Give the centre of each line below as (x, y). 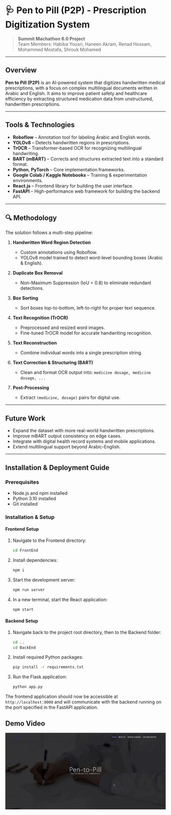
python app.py (27, 687)
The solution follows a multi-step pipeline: (49, 233)
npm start (23, 609)
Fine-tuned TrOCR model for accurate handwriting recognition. (86, 333)
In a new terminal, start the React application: (60, 599)
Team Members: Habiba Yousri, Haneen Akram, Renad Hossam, (84, 44)
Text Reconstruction (35, 343)
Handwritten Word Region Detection (52, 243)
